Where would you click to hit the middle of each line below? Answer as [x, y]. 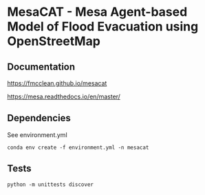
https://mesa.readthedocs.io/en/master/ [64, 96]
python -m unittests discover [51, 184]
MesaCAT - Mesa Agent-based [97, 12]
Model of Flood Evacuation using [103, 27]
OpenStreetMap [54, 41]
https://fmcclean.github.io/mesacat [57, 83]
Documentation [41, 66]
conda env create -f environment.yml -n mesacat [78, 147]
